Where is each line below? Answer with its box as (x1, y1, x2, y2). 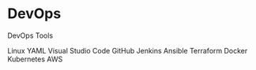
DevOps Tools (7, 31, 53, 40)
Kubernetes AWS (7, 54, 63, 64)
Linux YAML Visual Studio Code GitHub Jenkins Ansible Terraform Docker (7, 46, 248, 55)
